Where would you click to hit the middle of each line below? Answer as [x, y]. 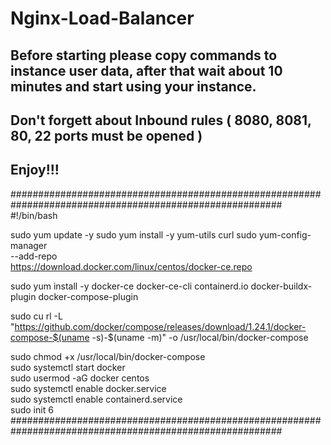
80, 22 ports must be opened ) [106, 135]
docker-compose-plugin [88, 296]
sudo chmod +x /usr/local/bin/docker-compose [108, 356]
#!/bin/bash [34, 215]
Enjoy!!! [35, 170]
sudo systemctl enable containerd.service [96, 399]
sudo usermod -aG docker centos [80, 378]
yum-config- [285, 234]
